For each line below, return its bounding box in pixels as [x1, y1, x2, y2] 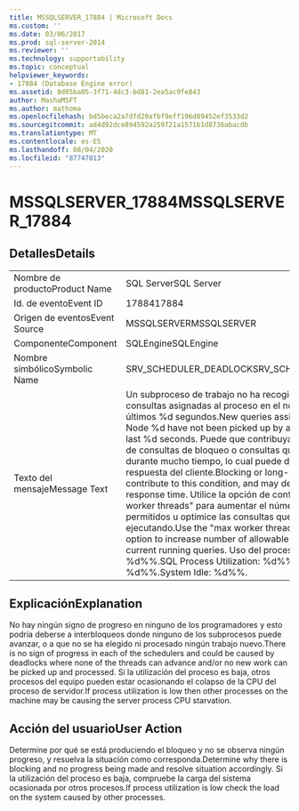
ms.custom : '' [9, 21, 62, 30]
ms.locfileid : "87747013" [9, 153, 105, 163]
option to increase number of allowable [125, 533, 289, 545]
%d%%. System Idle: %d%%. [125, 566, 248, 578]
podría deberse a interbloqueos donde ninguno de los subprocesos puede [9, 629, 282, 640]
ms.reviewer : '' [9, 46, 69, 55]
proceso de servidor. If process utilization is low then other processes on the [9, 686, 288, 696]
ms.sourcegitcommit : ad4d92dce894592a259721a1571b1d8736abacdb [9, 121, 249, 130]
